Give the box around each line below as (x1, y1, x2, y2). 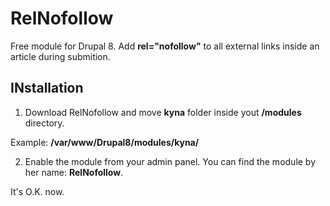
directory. (24, 117, 65, 129)
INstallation (10, 80, 84, 97)
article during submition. (10, 50, 111, 62)
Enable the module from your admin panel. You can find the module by (24, 155, 317, 167)
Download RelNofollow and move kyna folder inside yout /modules (24, 106, 302, 118)
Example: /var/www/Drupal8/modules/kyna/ (10, 136, 200, 148)
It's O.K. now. (10, 185, 65, 197)
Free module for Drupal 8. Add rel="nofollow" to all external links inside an (10, 40, 320, 52)
